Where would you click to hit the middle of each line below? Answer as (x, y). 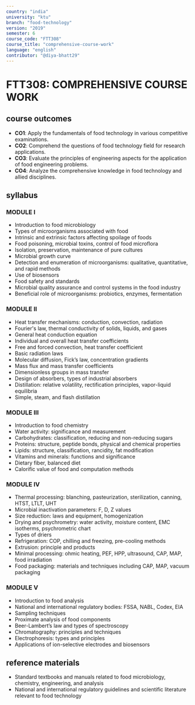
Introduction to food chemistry (51, 425)
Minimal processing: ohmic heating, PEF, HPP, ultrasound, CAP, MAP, (98, 554)
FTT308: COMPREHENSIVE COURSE (97, 85)
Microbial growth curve (43, 256)
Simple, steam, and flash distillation (58, 397)
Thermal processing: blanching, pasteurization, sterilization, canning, (98, 497)
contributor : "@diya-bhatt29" (43, 55)
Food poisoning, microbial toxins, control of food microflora (86, 244)
